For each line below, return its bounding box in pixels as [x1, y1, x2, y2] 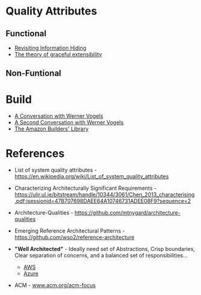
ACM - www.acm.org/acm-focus [14, 282, 96, 289]
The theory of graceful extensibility [14, 51, 102, 58]
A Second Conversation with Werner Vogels [14, 119, 124, 126]
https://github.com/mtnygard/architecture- [74, 209, 180, 216]
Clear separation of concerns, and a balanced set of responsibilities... [14, 252, 188, 259]
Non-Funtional [5, 68, 62, 79]
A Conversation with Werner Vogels [14, 112, 103, 120]
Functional [5, 28, 46, 39]
